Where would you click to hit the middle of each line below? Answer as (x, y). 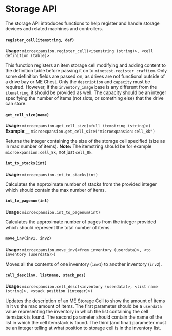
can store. (16, 104)
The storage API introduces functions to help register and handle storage (83, 23)
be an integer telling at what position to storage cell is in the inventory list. (83, 328)
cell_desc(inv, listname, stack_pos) (46, 275)
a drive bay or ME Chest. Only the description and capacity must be (78, 82)
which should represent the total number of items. (58, 227)
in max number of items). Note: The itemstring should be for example (79, 146)
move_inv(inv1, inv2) (28, 239)
